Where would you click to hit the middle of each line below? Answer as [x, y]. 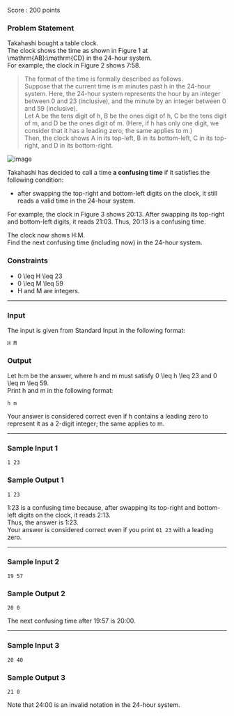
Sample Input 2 [33, 561]
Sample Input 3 [33, 646]
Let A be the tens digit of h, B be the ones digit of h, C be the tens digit [125, 116]
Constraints [28, 260]
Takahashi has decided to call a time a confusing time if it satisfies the [109, 173]
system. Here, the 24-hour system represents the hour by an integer [122, 94]
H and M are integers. [48, 290]
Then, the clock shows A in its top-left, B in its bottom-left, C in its [119, 138]
